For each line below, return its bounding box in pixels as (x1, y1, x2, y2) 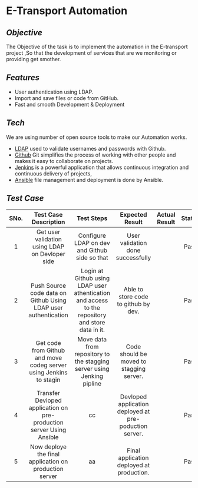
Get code (35, 339, 61, 347)
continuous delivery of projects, (14, 170, 93, 177)
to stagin (36, 376, 61, 384)
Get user (36, 228, 61, 236)
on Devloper (31, 250, 66, 258)
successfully (115, 254, 151, 262)
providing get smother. (6, 56, 61, 62)
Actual (156, 211, 176, 219)
